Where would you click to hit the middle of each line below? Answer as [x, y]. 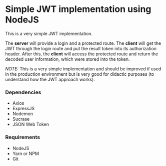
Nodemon [23, 114]
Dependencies [23, 92]
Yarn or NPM [25, 154]
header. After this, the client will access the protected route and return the [82, 54]
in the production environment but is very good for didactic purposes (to [80, 74]
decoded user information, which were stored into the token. [67, 59]
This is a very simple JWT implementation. [49, 33]
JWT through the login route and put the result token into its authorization [81, 48]
